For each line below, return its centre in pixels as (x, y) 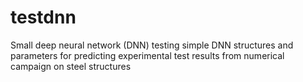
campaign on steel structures (71, 66)
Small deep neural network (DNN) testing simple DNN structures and (152, 45)
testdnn (43, 17)
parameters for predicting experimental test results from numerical (147, 55)
